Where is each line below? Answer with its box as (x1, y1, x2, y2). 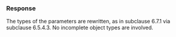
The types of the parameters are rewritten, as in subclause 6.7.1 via (6, 18, 171, 25)
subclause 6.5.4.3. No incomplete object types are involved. (6, 24, 153, 31)
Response (6, 4, 36, 13)
